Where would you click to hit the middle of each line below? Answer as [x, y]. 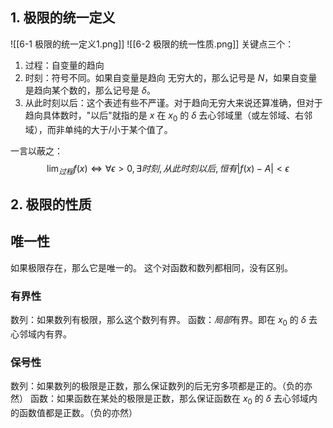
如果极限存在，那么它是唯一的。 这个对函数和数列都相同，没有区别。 [151, 267]
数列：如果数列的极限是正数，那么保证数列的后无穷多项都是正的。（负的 [157, 386]
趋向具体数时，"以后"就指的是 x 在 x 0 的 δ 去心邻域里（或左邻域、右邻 [168, 116]
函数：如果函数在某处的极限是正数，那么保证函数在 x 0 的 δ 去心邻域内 [173, 400]
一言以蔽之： [36, 150]
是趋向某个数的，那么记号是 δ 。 [90, 90]
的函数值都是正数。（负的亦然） [74, 412]
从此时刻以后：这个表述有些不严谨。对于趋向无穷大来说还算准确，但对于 [173, 102]
